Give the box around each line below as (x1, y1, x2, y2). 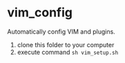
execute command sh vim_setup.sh (17, 48, 119, 56)
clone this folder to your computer (17, 40, 115, 49)
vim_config (7, 5, 73, 21)
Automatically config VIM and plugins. (7, 27, 115, 36)
